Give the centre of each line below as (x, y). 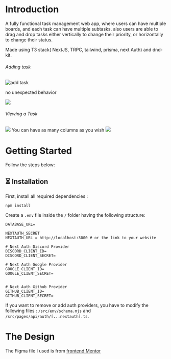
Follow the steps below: (30, 165)
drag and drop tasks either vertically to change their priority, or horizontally (84, 34)
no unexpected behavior (31, 92)
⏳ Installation (27, 181)
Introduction (32, 9)
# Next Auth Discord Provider (38, 247)
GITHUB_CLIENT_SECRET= (29, 296)
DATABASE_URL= (20, 225)
